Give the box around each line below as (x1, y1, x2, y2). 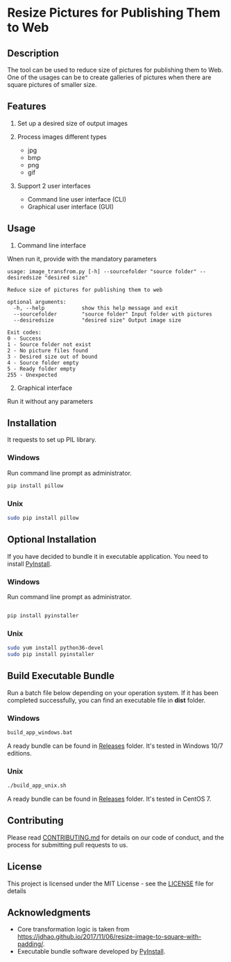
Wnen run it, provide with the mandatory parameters (7, 254, 157, 263)
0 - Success (7, 335, 42, 342)
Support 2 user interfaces (17, 181, 92, 190)
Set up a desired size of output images (17, 119, 128, 127)
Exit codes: (7, 329, 42, 336)
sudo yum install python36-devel (7, 644, 104, 651)
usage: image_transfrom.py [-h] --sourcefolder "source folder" (7, 268, 197, 275)
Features (7, 101, 46, 113)
